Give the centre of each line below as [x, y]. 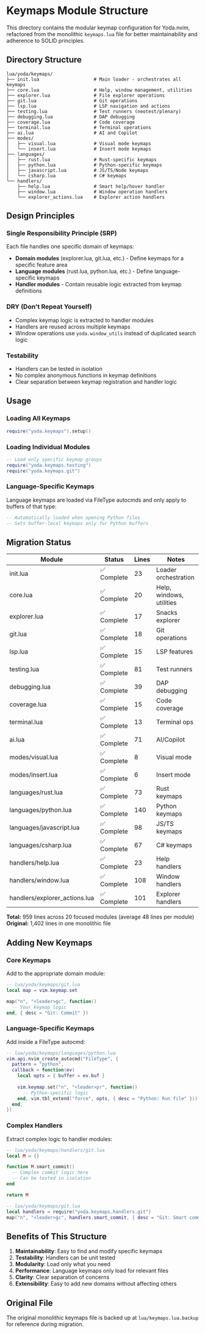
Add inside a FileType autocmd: [46, 1041]
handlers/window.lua [39, 881]
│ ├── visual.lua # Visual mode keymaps [79, 143]
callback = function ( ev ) [43, 1070]
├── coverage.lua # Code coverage [71, 122]
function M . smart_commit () [41, 1167]
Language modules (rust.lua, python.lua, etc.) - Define [84, 271]
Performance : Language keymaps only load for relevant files [92, 1271]
